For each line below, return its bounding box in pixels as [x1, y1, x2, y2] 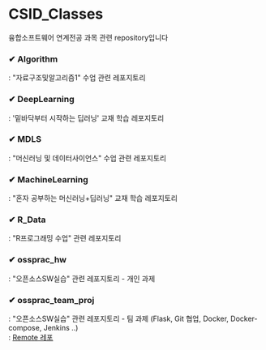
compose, [8, 323, 42, 333]
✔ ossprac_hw [8, 254, 67, 266]
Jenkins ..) [43, 323, 79, 333]
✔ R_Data [8, 214, 46, 225]
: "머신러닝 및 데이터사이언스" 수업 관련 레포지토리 [8, 153, 167, 163]
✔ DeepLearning [8, 94, 75, 105]
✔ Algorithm [8, 53, 58, 65]
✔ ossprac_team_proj [8, 294, 95, 305]
